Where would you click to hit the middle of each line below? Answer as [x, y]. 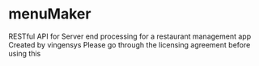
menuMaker [50, 14]
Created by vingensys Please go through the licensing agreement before [129, 44]
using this [25, 53]
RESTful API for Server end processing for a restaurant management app [130, 36]
